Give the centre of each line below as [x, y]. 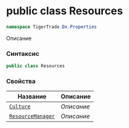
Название [32, 96]
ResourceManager [32, 116]
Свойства [21, 81]
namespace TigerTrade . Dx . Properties [51, 27]
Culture [20, 107]
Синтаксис [23, 54]
